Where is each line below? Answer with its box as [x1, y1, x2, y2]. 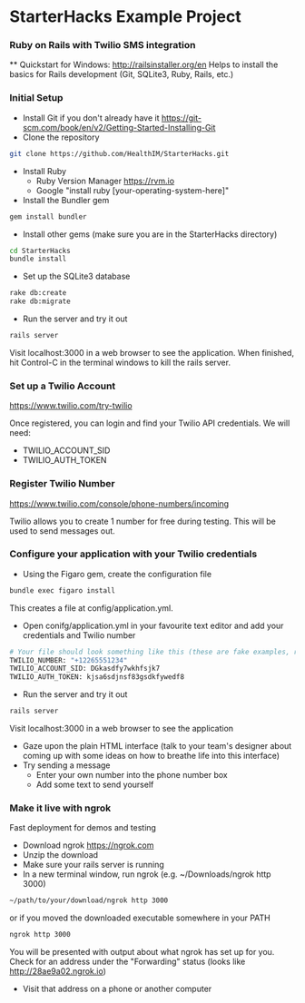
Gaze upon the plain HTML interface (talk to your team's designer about [22, 741, 292, 752]
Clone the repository [22, 132, 100, 143]
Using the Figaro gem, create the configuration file [22, 568, 212, 579]
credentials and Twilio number [22, 629, 136, 641]
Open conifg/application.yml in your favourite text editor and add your [22, 620, 284, 631]
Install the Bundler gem [22, 194, 110, 205]
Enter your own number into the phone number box [35, 770, 229, 781]
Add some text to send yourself [35, 779, 154, 791]
